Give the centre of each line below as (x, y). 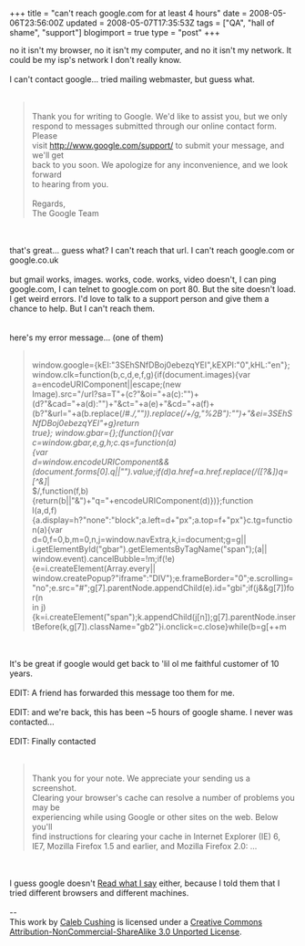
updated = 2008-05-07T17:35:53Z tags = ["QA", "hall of (170, 23)
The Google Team (65, 213)
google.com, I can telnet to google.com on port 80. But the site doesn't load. (152, 289)
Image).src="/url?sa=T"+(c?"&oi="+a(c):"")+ (115, 394)
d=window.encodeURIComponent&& (101, 462)
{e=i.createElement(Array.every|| (94, 568)
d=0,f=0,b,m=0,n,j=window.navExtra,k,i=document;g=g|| (139, 539)
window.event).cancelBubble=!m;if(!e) (103, 559)
